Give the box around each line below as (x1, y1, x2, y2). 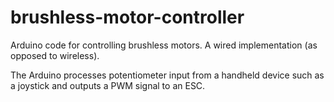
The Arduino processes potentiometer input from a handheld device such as (10, 69, 325, 81)
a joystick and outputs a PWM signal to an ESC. (10, 79, 206, 91)
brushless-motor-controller (10, 6, 245, 29)
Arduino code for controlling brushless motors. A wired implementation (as (10, 39, 318, 51)
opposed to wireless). (10, 49, 100, 61)
